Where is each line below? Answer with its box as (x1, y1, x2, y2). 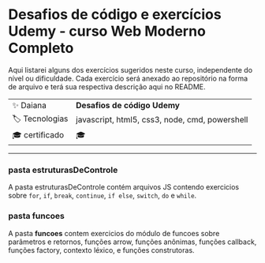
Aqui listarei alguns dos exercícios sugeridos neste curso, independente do (8, 65, 253, 74)
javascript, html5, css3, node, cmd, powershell (76, 115, 248, 126)
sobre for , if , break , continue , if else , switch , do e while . (8, 191, 197, 201)
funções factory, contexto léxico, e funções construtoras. (8, 245, 195, 254)
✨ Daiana (12, 100, 47, 111)
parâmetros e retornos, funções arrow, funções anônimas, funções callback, (8, 237, 257, 246)
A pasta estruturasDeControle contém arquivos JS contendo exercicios (8, 182, 239, 192)
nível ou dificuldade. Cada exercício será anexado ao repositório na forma (8, 73, 248, 83)
